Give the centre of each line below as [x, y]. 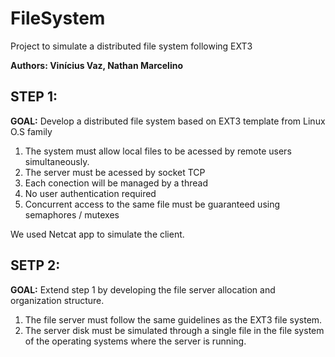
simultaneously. [57, 161]
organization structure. [57, 300]
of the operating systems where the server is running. [135, 341]
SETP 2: [35, 265]
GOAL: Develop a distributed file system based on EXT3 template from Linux [168, 121]
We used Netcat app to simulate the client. [97, 234]
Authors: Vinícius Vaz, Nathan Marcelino [96, 65]
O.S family [31, 131]
